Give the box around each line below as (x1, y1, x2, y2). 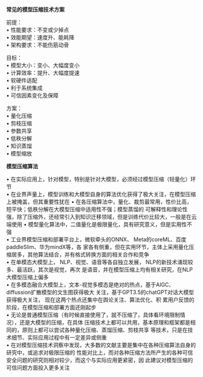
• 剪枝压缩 (6, 120, 32, 127)
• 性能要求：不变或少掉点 (6, 27, 69, 33)
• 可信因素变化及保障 (6, 92, 59, 99)
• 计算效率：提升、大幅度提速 (6, 69, 80, 76)
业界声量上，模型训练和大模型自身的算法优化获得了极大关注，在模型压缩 (16, 191, 196, 198)
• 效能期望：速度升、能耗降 (6, 34, 74, 41)
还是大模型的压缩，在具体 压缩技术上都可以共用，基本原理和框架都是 (19, 319, 190, 326)
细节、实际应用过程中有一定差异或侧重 (11, 334, 107, 341)
